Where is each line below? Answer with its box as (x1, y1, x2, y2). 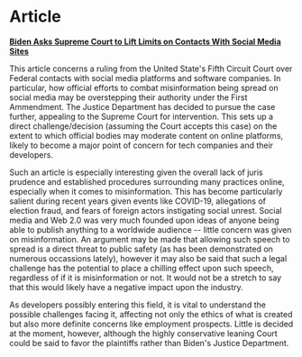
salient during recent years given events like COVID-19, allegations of (9, 196, 267, 206)
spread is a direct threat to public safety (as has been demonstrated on (9, 243, 273, 254)
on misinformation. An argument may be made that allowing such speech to (9, 233, 290, 244)
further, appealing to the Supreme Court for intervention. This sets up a (9, 111, 273, 122)
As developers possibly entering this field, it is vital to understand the (9, 299, 266, 310)
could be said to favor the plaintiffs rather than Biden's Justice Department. (9, 337, 289, 348)
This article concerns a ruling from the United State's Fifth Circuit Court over (9, 63, 293, 74)
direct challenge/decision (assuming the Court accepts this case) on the (9, 120, 278, 132)
